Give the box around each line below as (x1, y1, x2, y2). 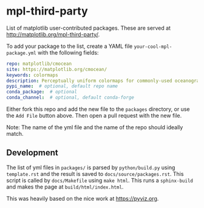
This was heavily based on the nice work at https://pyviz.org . (6, 195, 159, 202)
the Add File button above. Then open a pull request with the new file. (6, 112, 182, 119)
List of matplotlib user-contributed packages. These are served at (6, 24, 171, 32)
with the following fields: (37, 49, 99, 56)
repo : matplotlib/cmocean (6, 61, 72, 67)
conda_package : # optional (6, 89, 78, 95)
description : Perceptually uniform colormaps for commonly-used (6, 78, 172, 84)
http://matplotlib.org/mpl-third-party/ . (6, 30, 100, 38)
